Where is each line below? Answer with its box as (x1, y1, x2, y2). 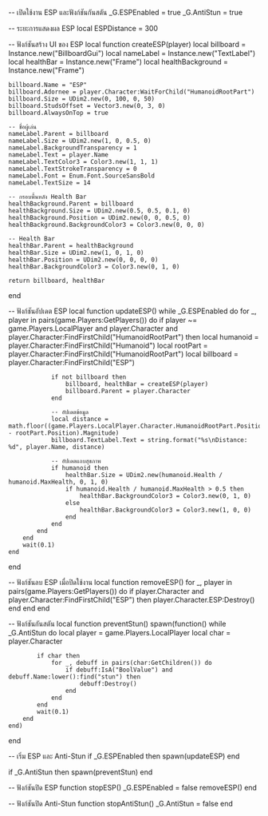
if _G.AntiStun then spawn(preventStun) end (8, 767, 153, 777)
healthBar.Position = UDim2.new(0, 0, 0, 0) (8, 256, 159, 264)
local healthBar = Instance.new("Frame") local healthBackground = (8, 57, 229, 66)
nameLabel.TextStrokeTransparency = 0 (8, 165, 137, 173)
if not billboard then (50, 373, 127, 381)
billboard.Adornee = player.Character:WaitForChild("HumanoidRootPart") (8, 88, 255, 96)
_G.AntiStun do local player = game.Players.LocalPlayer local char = (8, 628, 231, 637)
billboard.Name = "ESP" (8, 81, 88, 89)
